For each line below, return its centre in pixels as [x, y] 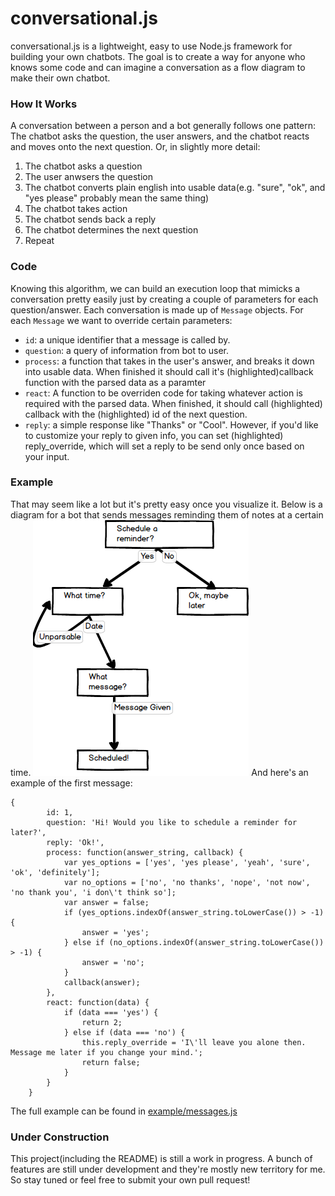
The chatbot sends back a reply [90, 219]
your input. [47, 456]
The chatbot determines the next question [111, 230]
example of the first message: [71, 783]
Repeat [39, 241]
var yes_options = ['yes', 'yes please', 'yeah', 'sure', [187, 862]
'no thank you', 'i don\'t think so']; [93, 892]
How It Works [44, 104]
